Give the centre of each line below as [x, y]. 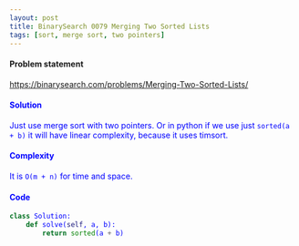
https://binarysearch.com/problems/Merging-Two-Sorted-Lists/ [129, 84]
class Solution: [40, 216]
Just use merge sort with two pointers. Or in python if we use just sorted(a [149, 125]
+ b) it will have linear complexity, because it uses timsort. [119, 135]
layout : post [34, 18]
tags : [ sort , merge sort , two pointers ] [88, 35]
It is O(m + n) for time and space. [71, 176]
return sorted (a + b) [83, 233]
